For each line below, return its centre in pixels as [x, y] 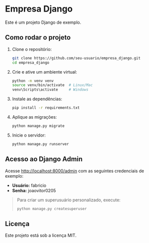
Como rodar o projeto [38, 38]
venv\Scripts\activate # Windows [50, 90]
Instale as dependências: [37, 99]
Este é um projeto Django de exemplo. [43, 22]
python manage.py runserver [40, 144]
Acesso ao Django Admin [44, 159]
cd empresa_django [31, 62]
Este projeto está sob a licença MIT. [41, 235]
